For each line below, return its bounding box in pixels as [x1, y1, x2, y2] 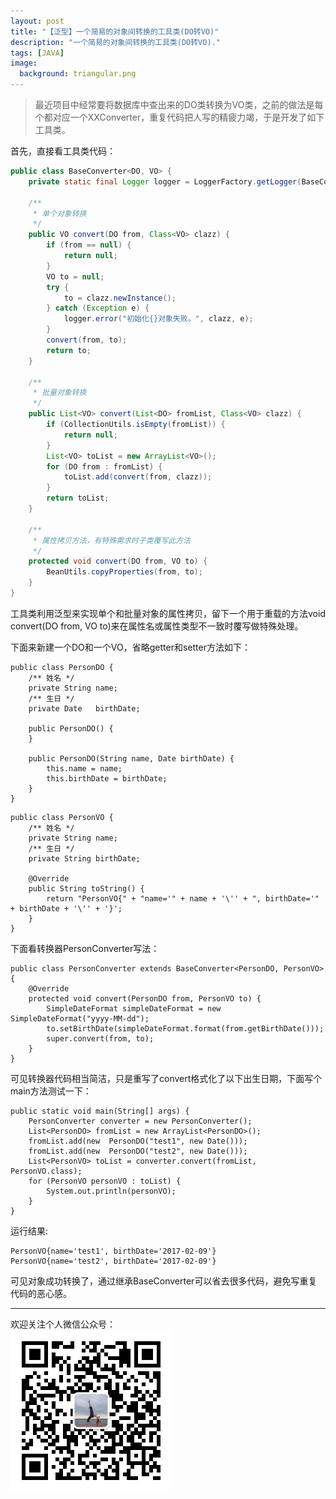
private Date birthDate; [28, 703, 141, 714]
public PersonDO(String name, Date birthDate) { [28, 753, 235, 764]
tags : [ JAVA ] [10, 48, 65, 58]
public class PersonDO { [10, 662, 114, 672]
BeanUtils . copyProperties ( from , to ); [46, 567, 203, 577]
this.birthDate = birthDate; [46, 773, 168, 784]
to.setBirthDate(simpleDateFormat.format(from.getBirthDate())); [46, 1023, 325, 1034]
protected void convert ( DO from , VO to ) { [28, 556, 208, 567]
